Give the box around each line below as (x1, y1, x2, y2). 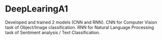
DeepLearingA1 (5, 3, 68, 14)
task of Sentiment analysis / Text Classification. (5, 29, 101, 35)
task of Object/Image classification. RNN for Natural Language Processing (5, 24, 154, 30)
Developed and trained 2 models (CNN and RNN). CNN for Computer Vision (5, 19, 157, 25)
